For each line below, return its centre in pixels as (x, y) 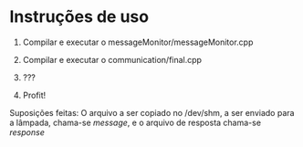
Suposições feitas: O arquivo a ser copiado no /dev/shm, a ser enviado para (152, 112)
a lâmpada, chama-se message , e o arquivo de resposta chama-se (136, 122)
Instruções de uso (79, 17)
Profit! (34, 95)
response (27, 132)
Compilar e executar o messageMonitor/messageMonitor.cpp (138, 42)
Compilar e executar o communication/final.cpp (112, 59)
